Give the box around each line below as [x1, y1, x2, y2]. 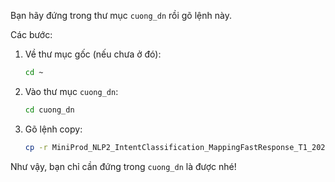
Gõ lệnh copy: [24, 123, 83, 135]
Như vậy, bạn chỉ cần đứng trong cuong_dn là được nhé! [10, 160, 237, 172]
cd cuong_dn [24, 105, 75, 115]
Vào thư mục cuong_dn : [24, 85, 119, 97]
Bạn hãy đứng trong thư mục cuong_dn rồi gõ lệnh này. [10, 10, 232, 21]
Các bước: [10, 29, 53, 40]
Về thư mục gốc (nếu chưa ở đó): [24, 48, 162, 60]
